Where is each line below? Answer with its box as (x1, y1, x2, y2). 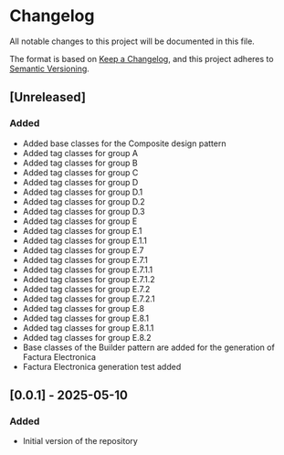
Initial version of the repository (22, 436, 139, 447)
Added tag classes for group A (22, 147, 139, 158)
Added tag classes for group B (22, 157, 139, 168)
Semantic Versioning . (9, 63, 89, 74)
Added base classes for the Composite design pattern (22, 138, 226, 149)
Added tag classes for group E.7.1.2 (22, 273, 155, 284)
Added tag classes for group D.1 (22, 186, 143, 197)
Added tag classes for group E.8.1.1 (22, 322, 154, 333)
